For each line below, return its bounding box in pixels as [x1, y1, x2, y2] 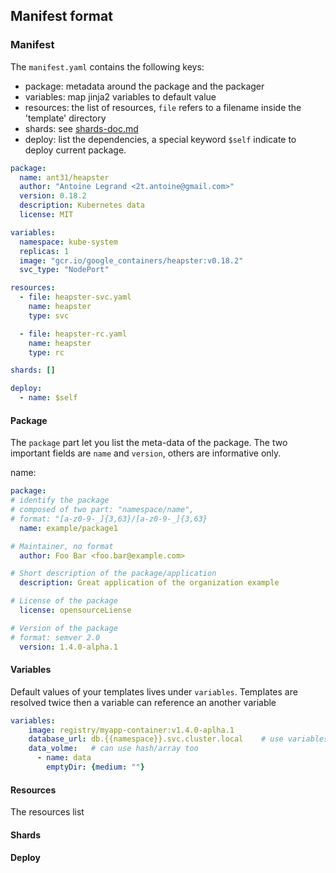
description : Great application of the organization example [19, 578, 280, 588]
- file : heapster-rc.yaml [19, 329, 128, 339]
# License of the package [10, 596, 118, 606]
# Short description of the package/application [10, 569, 217, 579]
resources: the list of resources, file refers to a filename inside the [24, 101, 302, 113]
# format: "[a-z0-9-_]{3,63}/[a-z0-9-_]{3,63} [10, 514, 208, 524]
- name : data [36, 753, 92, 763]
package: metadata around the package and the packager [24, 80, 265, 92]
